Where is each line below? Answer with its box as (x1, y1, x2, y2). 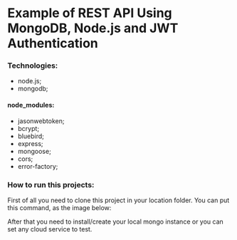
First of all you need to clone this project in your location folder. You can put (7, 196, 230, 204)
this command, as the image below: (7, 203, 112, 212)
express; (17, 139, 44, 147)
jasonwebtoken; (17, 116, 65, 125)
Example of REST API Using (7, 5, 172, 21)
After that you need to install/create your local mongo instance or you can (7, 217, 224, 226)
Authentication (7, 36, 98, 51)
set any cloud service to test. (7, 224, 93, 233)
